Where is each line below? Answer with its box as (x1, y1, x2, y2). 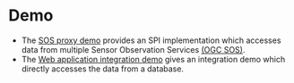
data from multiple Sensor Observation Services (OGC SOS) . (21, 44, 246, 54)
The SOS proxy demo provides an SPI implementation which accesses (21, 35, 281, 46)
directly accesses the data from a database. (21, 63, 185, 74)
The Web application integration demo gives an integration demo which (21, 54, 286, 64)
